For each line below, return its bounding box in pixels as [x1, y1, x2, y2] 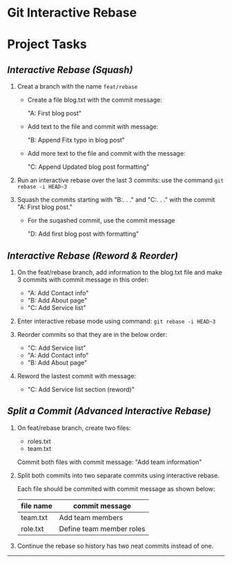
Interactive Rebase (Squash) [7, 64, 133, 75]
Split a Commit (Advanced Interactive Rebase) [7, 405, 212, 417]
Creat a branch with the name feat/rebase [17, 82, 138, 91]
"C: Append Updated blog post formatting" [27, 163, 150, 171]
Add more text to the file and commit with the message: [27, 149, 186, 158]
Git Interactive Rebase [7, 5, 137, 21]
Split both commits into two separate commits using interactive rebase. [17, 471, 220, 479]
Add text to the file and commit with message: [27, 122, 159, 131]
